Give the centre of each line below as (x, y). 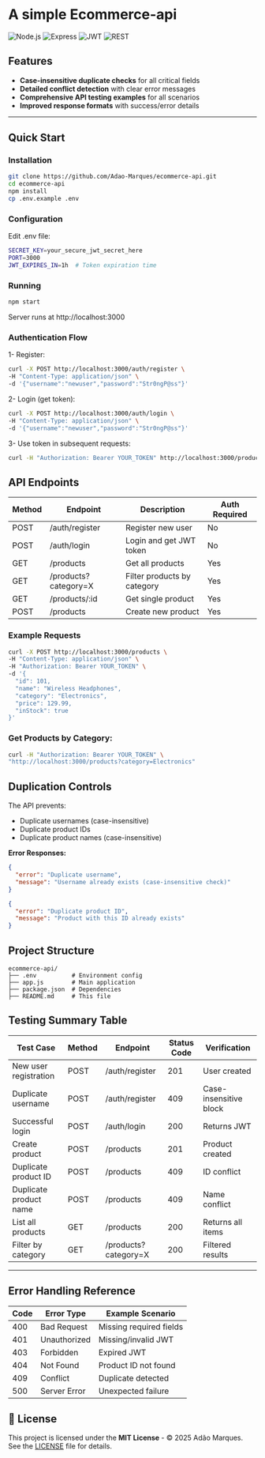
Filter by (27, 1245)
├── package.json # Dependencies (65, 989)
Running (25, 285)
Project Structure (51, 950)
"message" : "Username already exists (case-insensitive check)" (123, 882)
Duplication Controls (60, 787)
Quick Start (37, 138)
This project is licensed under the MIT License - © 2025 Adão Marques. (125, 1438)
